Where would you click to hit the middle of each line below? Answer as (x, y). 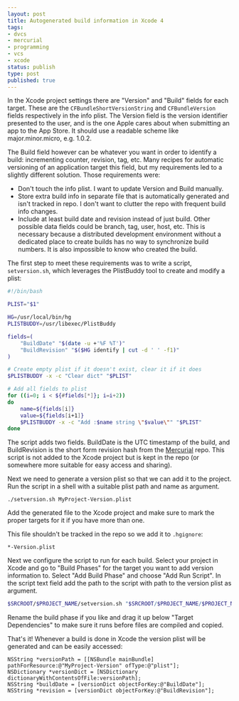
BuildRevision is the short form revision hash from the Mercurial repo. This (116, 450)
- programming (28, 47)
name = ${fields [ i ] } (47, 409)
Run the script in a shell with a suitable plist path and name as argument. (113, 486)
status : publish (31, 67)
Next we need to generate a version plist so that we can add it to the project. (119, 479)
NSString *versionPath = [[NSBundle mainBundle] (81, 660)
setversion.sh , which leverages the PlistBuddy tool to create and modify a (116, 271)
